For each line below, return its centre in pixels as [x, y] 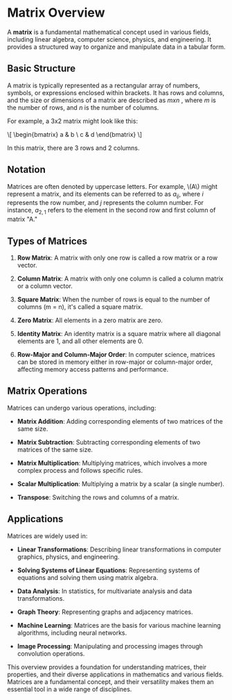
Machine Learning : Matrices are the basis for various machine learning [119, 625]
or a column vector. [45, 285]
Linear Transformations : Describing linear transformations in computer [119, 549]
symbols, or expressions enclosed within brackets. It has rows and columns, [116, 92]
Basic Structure [42, 68]
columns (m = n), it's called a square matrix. [80, 306]
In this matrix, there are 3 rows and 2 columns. [73, 148]
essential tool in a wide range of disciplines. [70, 689]
